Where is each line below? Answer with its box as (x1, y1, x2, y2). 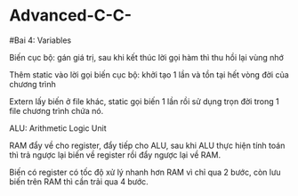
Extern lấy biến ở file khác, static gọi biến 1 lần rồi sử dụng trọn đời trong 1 (9, 95, 279, 107)
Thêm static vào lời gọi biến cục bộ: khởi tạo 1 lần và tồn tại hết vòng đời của (9, 69, 289, 80)
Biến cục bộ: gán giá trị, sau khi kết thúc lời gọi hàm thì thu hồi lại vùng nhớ (9, 52, 285, 62)
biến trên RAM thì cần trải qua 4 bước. (9, 176, 149, 187)
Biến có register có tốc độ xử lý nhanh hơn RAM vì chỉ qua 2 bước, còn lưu (9, 167, 282, 177)
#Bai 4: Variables (9, 35, 72, 45)
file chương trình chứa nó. (9, 105, 104, 116)
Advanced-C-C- (9, 5, 132, 26)
